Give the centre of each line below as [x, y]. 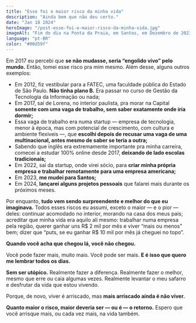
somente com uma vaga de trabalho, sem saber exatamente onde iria [100, 109]
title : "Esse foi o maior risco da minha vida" [65, 11]
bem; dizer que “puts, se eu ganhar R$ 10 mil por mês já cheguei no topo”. [95, 232]
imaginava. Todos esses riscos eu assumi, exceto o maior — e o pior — [92, 207]
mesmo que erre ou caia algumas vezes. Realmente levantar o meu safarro [96, 279]
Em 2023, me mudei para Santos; [55, 177]
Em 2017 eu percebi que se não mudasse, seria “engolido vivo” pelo [90, 60]
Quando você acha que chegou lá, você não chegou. [71, 244]
